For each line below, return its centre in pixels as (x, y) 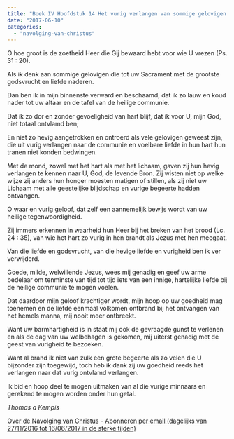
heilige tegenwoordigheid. (45, 217)
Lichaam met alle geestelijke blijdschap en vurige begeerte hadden (104, 188)
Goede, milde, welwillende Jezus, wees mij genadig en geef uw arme (107, 272)
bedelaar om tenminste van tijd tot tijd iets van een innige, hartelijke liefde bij (117, 280)
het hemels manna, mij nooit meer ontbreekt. (72, 316)
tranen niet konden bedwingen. (52, 152)
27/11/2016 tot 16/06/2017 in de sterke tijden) (72, 428)
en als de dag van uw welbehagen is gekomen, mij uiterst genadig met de (113, 337)
